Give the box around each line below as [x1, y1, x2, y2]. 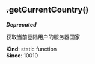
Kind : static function [6, 45, 57, 53]
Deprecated [6, 21, 37, 28]
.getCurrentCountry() [6, 5, 89, 15]
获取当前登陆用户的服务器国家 [6, 33, 80, 40]
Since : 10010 [6, 51, 38, 59]
